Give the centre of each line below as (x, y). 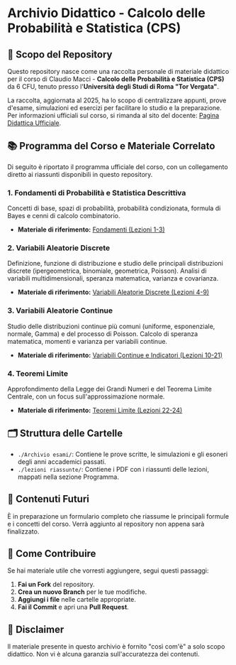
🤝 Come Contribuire (52, 554)
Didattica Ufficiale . (34, 123)
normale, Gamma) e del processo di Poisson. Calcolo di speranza (103, 334)
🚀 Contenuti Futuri (49, 499)
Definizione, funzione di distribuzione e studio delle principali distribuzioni (115, 264)
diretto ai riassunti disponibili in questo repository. (80, 174)
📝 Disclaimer (36, 629)
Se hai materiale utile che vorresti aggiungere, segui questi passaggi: (108, 571)
